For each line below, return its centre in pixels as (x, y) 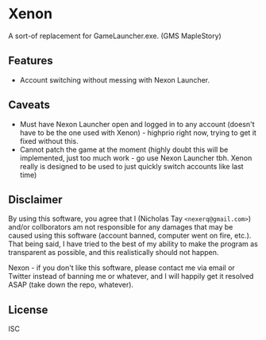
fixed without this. (49, 141)
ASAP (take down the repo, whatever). (71, 285)
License (28, 309)
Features (31, 61)
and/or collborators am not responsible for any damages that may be (121, 227)
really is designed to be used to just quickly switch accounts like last (131, 166)
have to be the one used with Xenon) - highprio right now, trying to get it (138, 133)
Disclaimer (35, 199)
